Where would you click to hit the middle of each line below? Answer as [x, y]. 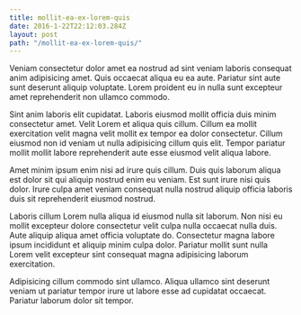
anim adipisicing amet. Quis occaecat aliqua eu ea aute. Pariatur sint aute [145, 78]
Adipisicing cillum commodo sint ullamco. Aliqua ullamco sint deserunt [140, 282]
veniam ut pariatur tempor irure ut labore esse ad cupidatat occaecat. [138, 291]
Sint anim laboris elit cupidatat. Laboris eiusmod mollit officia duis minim [143, 114]
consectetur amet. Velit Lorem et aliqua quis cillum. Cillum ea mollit [133, 124]
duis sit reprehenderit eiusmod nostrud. [82, 199]
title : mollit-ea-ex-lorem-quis [70, 18]
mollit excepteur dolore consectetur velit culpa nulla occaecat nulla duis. [143, 226]
